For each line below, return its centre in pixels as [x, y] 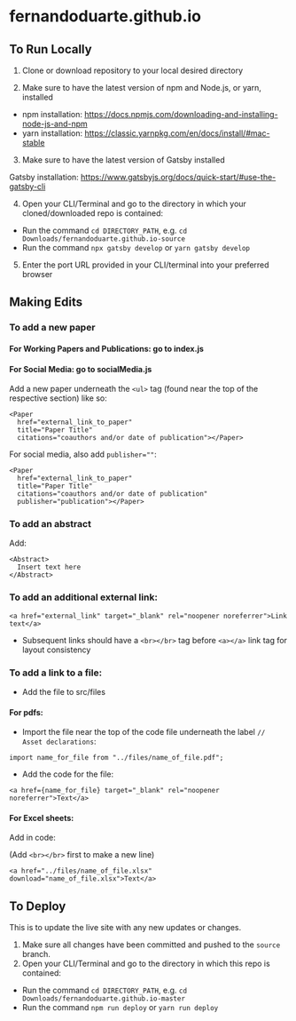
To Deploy [38, 906]
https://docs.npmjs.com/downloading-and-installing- [181, 114]
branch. [36, 954]
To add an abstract [50, 524]
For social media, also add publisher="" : [83, 454]
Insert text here [49, 567]
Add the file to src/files [64, 692]
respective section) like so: [58, 398]
